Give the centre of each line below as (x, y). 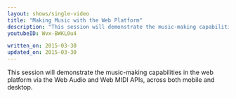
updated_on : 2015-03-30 (42, 52)
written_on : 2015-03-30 (42, 46)
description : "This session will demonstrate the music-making (102, 27)
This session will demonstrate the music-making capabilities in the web (111, 72)
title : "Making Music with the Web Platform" (75, 20)
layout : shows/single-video (48, 14)
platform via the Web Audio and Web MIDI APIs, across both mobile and (111, 80)
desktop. (20, 87)
